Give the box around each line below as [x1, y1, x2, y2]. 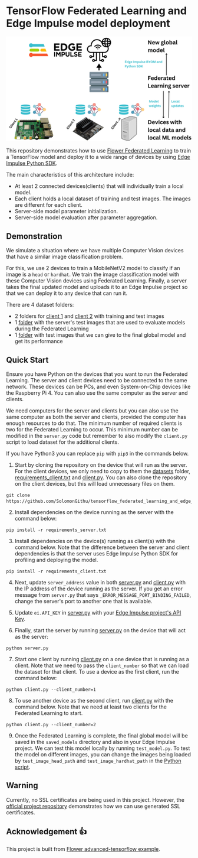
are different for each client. [14, 201, 82, 209]
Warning [6, 781, 38, 791]
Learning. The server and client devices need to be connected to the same [6, 377, 187, 384]
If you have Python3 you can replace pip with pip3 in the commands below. [6, 450, 189, 457]
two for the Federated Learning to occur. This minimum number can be [6, 426, 179, 433]
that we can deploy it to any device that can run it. [6, 290, 128, 297]
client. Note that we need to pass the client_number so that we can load [14, 662, 189, 669]
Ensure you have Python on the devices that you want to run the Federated [6, 370, 188, 378]
